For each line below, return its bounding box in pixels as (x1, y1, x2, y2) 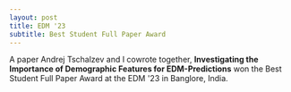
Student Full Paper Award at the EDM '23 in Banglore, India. (9, 73, 228, 84)
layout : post (9, 13, 58, 22)
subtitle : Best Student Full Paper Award (9, 29, 167, 38)
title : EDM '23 (9, 21, 66, 30)
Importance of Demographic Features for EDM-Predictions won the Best (9, 63, 282, 74)
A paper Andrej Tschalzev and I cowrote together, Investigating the (9, 54, 259, 65)
